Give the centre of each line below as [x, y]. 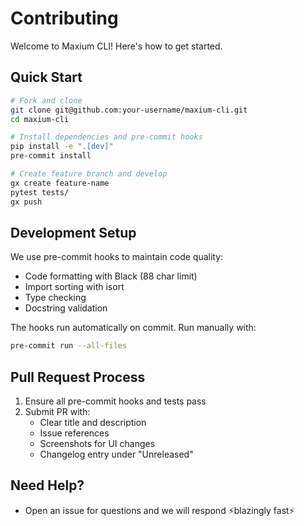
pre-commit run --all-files [69, 346]
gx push [26, 202]
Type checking [55, 298]
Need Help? [47, 485]
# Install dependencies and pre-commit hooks [106, 137]
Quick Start [46, 77]
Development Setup [73, 232]
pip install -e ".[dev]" [62, 147]
